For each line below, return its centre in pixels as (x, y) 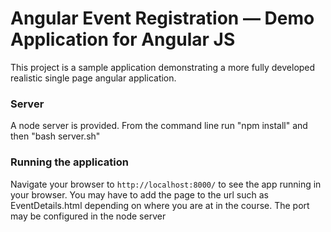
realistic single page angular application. (93, 78)
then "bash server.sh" (55, 136)
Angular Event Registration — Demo (162, 18)
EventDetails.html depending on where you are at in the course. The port (160, 205)
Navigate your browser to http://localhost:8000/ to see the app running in (166, 184)
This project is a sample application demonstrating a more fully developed (163, 67)
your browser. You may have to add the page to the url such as (139, 194)
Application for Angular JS (123, 39)
